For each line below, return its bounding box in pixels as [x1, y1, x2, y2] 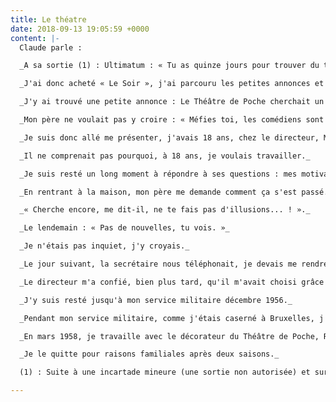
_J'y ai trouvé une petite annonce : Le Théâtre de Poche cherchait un [19, 97, 325, 107]
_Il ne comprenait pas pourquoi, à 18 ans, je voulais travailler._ [19, 151, 311, 161]
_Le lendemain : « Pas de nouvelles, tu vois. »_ [19, 223, 230, 233]
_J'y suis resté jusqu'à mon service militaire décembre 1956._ [19, 295, 293, 305]
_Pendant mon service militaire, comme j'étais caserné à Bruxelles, [19, 313, 315, 323]
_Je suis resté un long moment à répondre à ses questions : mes [19, 169, 298, 179]
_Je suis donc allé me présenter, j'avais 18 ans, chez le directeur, [19, 132, 320, 143]
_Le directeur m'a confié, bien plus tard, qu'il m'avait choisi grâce [19, 277, 325, 287]
